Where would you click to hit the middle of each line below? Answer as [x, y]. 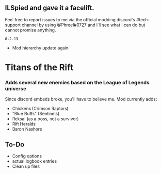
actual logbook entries [34, 161]
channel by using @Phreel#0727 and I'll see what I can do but [83, 25]
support [13, 25]
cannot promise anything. [31, 30]
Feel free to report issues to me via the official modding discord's [70, 19]
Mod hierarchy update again [40, 47]
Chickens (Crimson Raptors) [40, 109]
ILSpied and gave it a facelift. [50, 8]
